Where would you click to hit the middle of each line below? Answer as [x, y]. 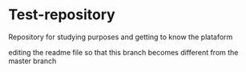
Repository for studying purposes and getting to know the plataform [121, 37]
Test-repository [62, 15]
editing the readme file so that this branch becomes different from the [123, 52]
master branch [32, 61]
